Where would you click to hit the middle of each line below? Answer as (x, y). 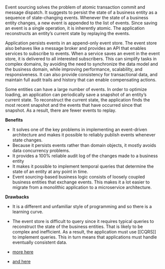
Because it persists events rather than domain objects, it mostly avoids (84, 145)
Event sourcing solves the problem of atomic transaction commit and (75, 7)
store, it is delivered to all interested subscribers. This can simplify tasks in (81, 59)
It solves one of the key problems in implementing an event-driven (80, 130)
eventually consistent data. (40, 242)
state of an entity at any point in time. (50, 172)
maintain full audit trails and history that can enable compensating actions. (81, 80)
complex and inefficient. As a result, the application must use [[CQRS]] (84, 232)
